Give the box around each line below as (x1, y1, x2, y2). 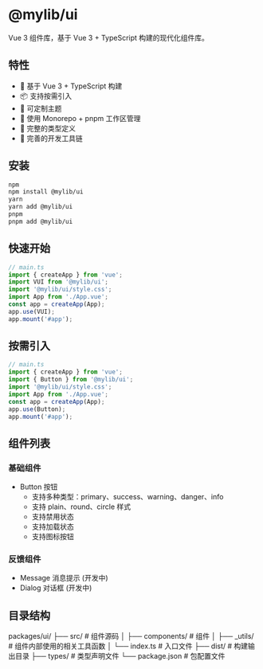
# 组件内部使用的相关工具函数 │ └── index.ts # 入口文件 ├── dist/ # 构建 (8, 641, 249, 651)
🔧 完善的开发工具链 (19, 133, 83, 143)
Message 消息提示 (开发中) (19, 573, 109, 583)
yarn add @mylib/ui (8, 203, 73, 211)
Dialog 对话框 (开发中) (19, 583, 92, 593)
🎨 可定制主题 (19, 104, 62, 113)
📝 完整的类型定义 (19, 123, 76, 133)
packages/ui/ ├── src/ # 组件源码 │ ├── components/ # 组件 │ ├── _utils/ (8, 632, 254, 641)
